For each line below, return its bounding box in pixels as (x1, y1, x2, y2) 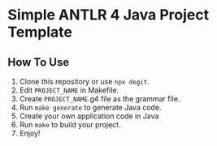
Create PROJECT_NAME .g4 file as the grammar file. (19, 94, 180, 103)
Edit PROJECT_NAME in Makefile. (19, 85, 119, 95)
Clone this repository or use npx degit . (19, 77, 150, 86)
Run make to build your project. (19, 120, 121, 129)
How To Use (7, 55, 70, 69)
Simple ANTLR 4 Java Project (7, 6, 209, 24)
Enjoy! (19, 128, 41, 138)
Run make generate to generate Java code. (19, 103, 162, 112)
